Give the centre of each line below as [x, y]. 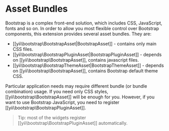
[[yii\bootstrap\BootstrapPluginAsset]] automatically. [73, 123]
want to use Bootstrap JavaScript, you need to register [62, 102]
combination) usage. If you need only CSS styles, [57, 91]
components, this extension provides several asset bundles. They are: [78, 34]
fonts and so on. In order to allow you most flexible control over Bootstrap [82, 28]
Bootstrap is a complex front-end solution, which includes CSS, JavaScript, [84, 23]
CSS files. [23, 49]
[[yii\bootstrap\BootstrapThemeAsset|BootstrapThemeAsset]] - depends [88, 65]
